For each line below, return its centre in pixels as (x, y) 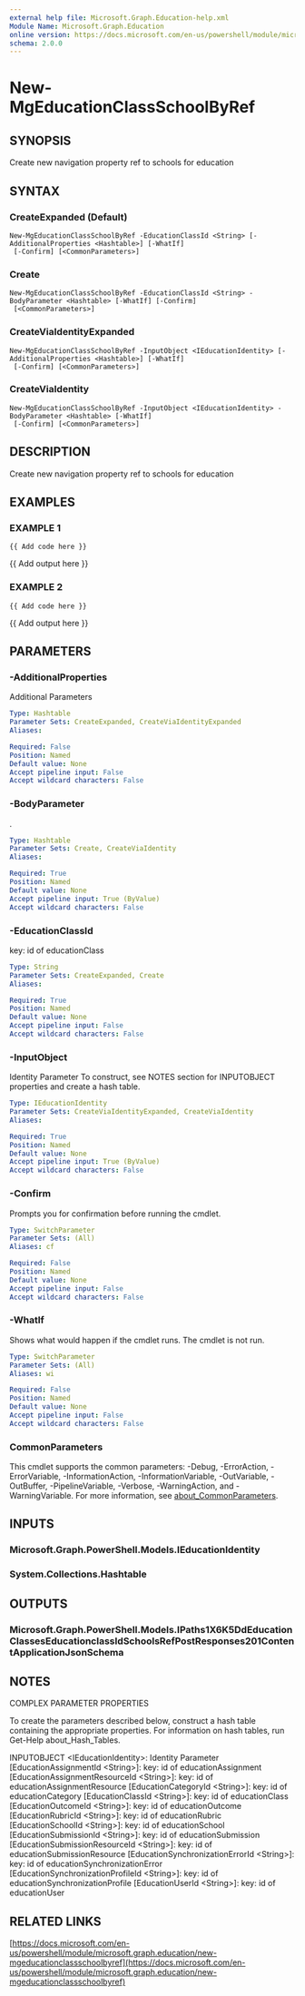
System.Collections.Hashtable (78, 1574)
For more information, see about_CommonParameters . (177, 1496)
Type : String (34, 967)
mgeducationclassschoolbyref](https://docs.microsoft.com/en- (128, 1962)
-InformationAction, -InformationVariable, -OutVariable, (166, 1477)
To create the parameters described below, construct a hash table (133, 1721)
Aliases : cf (32, 1247)
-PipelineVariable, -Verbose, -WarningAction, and (142, 1486)
